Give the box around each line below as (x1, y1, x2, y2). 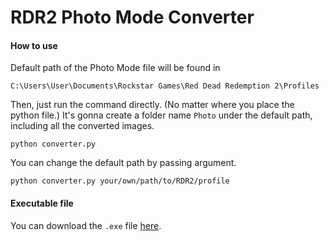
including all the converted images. (10, 120, 155, 132)
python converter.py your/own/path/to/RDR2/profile (10, 176, 230, 186)
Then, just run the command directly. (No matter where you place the (10, 99, 295, 111)
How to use (10, 39, 58, 51)
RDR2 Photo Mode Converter (10, 6, 255, 29)
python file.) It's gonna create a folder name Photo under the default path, (10, 109, 313, 121)
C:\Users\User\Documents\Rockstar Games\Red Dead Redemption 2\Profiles (10, 81, 320, 91)
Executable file (10, 197, 74, 209)
